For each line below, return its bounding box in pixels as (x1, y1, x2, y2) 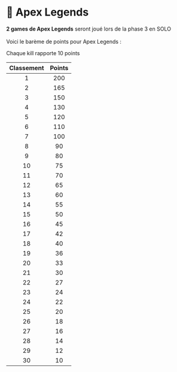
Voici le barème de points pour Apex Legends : (6, 38, 121, 45)
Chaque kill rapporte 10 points (6, 49, 80, 56)
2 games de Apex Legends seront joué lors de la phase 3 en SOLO (6, 25, 172, 32)
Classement (9, 63, 44, 72)
